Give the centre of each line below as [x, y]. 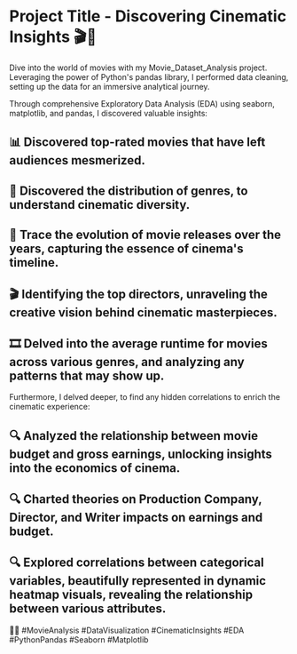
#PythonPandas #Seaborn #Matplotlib [79, 639]
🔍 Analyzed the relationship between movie [134, 436]
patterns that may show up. [87, 375]
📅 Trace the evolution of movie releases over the [145, 235]
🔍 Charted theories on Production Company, [136, 499]
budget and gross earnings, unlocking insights [141, 454]
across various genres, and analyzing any [127, 362]
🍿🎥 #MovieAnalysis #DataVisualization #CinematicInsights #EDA [127, 630]
